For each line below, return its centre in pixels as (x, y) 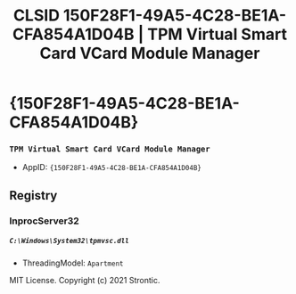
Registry (33, 196)
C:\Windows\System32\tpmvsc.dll (69, 241)
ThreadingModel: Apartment (73, 263)
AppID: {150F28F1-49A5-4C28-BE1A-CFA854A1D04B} (112, 167)
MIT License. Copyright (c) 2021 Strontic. (85, 280)
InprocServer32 (45, 221)
